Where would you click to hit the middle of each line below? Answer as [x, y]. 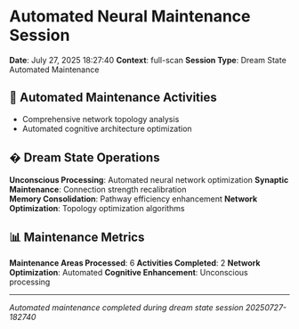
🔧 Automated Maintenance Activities [113, 98]
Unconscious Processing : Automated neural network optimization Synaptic [149, 179]
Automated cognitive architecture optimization [107, 128]
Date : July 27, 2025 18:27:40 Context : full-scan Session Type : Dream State [148, 60]
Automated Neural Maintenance [130, 16]
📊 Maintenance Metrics [77, 237]
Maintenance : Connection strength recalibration [98, 189]
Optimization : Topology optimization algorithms [97, 208]
